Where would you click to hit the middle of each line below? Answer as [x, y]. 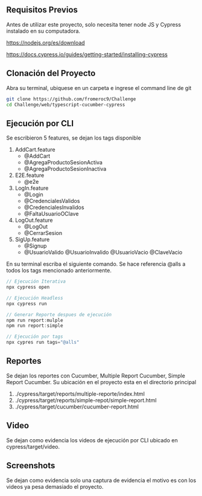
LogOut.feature [34, 221]
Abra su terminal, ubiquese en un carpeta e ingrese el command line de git [99, 88]
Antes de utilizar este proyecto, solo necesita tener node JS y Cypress [94, 24]
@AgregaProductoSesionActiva [63, 163]
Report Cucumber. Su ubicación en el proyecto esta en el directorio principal [101, 382]
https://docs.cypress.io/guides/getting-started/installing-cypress [87, 54]
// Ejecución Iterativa [36, 282]
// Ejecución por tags [35, 337]
